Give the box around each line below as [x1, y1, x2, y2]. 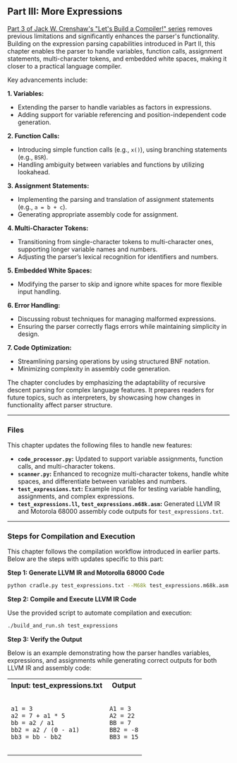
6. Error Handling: [7, 301, 61, 309]
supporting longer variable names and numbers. [17, 245, 158, 253]
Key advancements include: [7, 76, 88, 84]
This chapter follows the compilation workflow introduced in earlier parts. [7, 547, 221, 556]
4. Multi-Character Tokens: [7, 224, 89, 232]
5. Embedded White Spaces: [7, 266, 92, 275]
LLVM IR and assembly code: [7, 663, 92, 673]
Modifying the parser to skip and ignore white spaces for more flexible [17, 280, 222, 288]
